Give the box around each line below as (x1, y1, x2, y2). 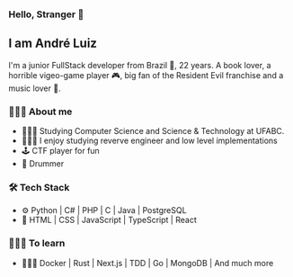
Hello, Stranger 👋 (8, 8, 84, 21)
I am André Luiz (8, 36, 98, 51)
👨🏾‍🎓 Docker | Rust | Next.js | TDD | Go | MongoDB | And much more (21, 257, 274, 268)
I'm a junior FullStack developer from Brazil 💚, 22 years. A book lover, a (8, 59, 271, 70)
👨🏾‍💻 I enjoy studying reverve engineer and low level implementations (21, 135, 278, 147)
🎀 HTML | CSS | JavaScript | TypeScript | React (21, 215, 197, 226)
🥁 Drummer (21, 158, 65, 169)
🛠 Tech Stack (8, 181, 70, 193)
